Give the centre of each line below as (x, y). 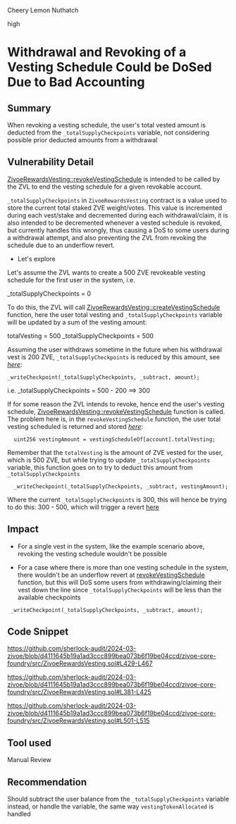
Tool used (29, 743)
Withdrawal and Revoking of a (97, 52)
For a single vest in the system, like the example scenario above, (111, 546)
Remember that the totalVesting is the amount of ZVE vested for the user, (115, 452)
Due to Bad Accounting (76, 82)
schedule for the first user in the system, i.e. (71, 280)
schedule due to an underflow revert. (61, 245)
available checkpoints (49, 597)
